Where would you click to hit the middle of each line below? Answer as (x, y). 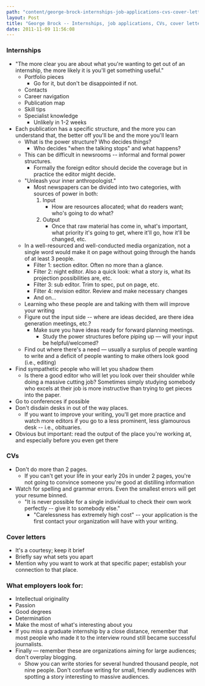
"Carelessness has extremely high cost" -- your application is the (116, 514)
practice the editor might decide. (74, 174)
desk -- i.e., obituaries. (53, 427)
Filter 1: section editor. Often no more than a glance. (98, 265)
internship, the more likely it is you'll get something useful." (89, 70)
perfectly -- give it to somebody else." (72, 508)
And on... (45, 297)
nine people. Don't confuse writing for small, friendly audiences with (110, 670)
